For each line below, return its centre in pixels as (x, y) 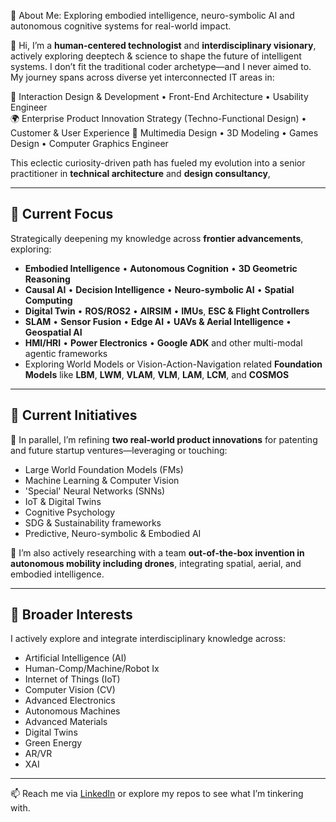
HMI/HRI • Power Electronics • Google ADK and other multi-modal (163, 342)
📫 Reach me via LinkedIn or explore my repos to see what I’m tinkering (157, 794)
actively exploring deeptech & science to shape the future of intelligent (156, 56)
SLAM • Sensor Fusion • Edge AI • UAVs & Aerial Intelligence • (158, 321)
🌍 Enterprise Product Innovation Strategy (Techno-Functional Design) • (158, 118)
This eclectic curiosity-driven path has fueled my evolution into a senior (158, 163)
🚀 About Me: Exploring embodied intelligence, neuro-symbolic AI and (152, 15)
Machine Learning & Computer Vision (102, 480)
